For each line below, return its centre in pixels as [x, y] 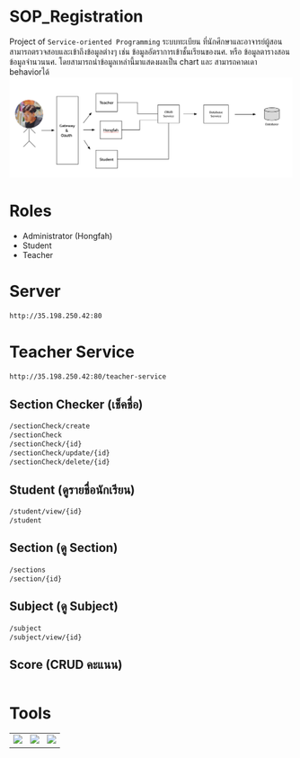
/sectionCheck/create [50, 426]
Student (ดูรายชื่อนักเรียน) [72, 490]
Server [35, 291]
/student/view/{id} [46, 512]
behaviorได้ [29, 71]
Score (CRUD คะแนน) [66, 665]
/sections [28, 570]
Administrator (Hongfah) [67, 236]
